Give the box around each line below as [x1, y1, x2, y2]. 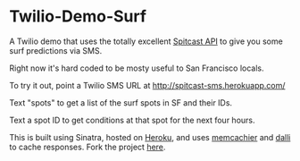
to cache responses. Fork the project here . [9, 141, 166, 152]
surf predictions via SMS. [9, 45, 103, 55]
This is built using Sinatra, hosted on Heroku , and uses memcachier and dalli [9, 131, 291, 142]
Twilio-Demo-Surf [9, 6, 147, 27]
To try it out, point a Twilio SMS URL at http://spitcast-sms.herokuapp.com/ [9, 80, 286, 90]
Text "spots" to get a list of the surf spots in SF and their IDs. [9, 97, 233, 108]
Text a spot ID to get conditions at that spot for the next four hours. [9, 114, 256, 125]
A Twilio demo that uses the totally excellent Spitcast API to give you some [9, 36, 283, 47]
